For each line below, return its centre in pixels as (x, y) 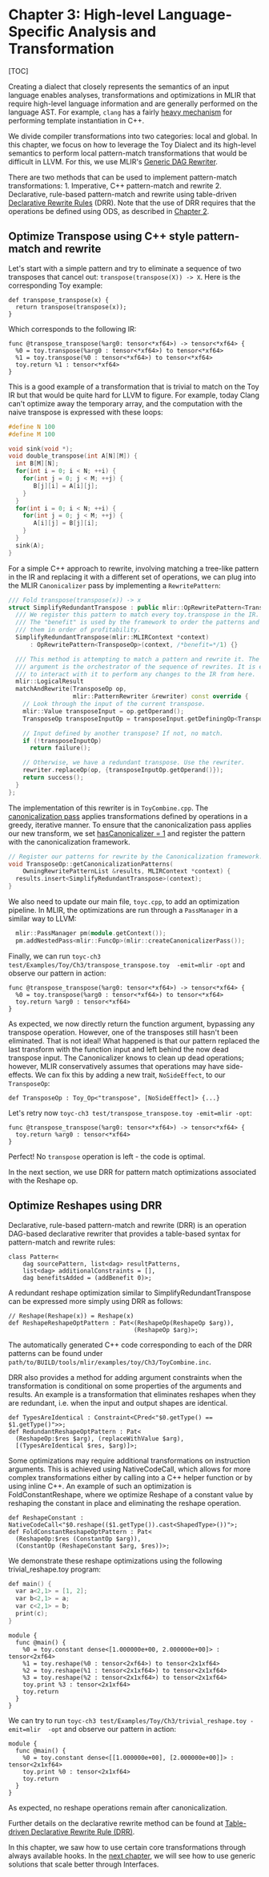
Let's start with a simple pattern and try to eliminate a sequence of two (125, 268)
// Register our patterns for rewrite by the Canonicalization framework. (136, 856)
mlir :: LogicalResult (50, 682)
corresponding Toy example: (56, 285)
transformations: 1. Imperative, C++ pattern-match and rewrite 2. (115, 185)
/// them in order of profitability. (78, 630)
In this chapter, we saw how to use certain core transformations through (127, 1847)
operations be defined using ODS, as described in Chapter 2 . (109, 211)
